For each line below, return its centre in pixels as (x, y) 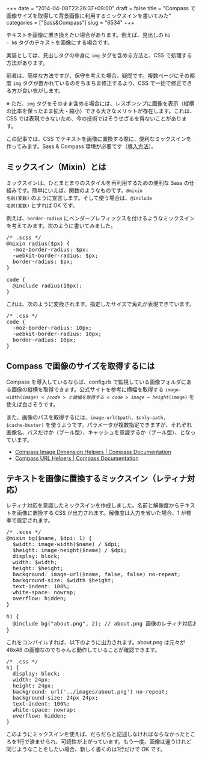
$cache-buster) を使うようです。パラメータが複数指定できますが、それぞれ (99, 424)
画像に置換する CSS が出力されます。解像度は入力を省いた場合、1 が (101, 513)
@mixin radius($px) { (38, 243)
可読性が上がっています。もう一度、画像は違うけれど (126, 742)
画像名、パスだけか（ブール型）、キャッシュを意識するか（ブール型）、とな (98, 432)
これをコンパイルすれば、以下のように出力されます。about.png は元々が (96, 642)
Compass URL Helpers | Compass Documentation (77, 458)
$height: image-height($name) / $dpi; (70, 550)
